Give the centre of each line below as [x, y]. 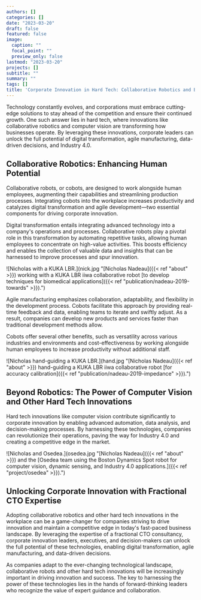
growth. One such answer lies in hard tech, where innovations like [87, 119]
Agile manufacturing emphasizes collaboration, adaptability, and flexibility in [100, 299]
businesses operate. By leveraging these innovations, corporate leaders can [100, 132]
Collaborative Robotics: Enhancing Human [87, 164]
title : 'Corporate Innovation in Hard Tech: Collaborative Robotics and [99, 90]
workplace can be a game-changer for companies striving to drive [88, 521]
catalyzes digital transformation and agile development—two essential [93, 207]
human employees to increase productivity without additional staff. [88, 349]
